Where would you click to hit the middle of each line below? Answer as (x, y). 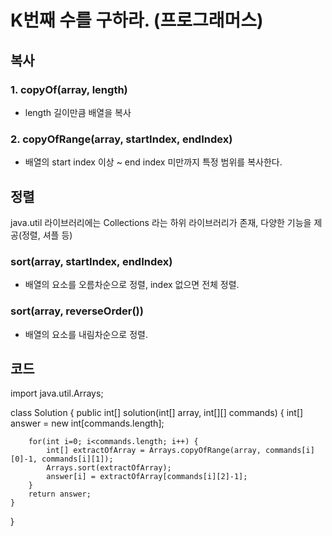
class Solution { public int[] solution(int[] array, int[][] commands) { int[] (157, 413)
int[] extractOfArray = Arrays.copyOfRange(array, (154, 451)
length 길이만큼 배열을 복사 (78, 112)
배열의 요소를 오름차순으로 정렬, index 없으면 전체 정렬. (132, 285)
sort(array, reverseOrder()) (77, 311)
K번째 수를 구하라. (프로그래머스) (137, 20)
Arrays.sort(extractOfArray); (109, 468)
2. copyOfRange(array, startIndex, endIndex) (121, 139)
